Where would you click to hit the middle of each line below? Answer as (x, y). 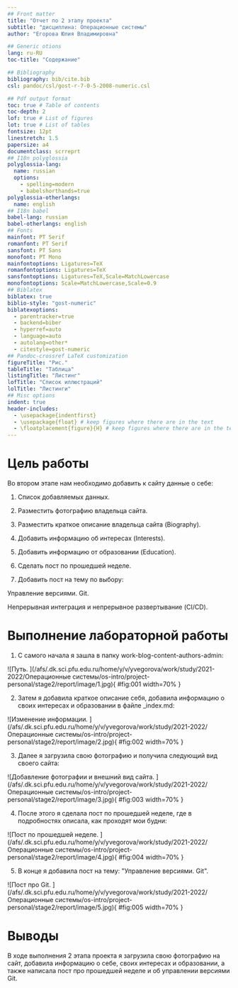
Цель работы (48, 464)
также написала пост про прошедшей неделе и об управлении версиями (119, 970)
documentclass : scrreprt (44, 151)
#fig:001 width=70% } (149, 684)
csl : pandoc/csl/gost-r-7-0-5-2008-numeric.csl (79, 86)
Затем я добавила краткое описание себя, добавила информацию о (121, 698)
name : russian (34, 171)
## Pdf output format (39, 99)
